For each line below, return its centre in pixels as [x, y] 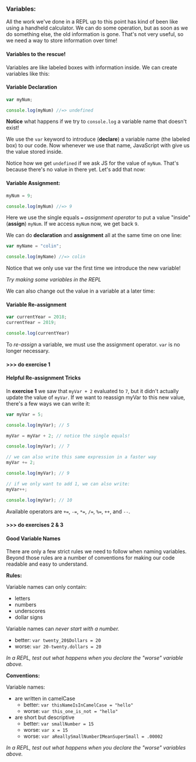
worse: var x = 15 [46, 730]
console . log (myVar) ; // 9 [38, 474]
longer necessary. [28, 351]
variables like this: [28, 73]
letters [22, 598]
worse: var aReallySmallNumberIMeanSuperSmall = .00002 [93, 736]
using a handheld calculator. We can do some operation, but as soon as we [97, 28]
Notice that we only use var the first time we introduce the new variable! [94, 268]
